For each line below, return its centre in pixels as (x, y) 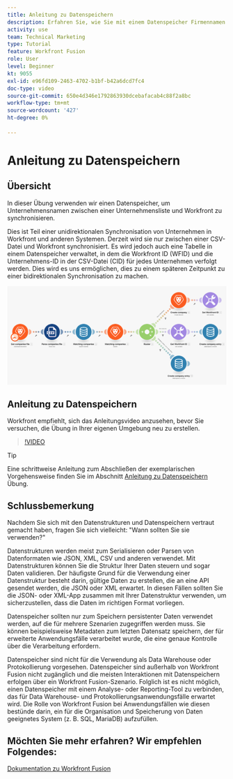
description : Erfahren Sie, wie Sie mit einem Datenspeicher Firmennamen (116, 22)
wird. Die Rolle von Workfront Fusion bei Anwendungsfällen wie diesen (109, 704)
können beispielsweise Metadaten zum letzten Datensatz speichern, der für (115, 631)
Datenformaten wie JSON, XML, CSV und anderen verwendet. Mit (102, 558)
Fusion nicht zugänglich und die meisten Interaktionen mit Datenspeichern (114, 674)
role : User (23, 59)
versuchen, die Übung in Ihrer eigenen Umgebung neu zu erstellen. (104, 429)
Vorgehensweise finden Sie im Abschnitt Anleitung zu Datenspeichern (108, 476)
